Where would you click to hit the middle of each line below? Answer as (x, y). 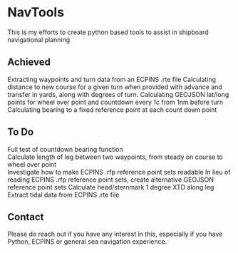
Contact (26, 217)
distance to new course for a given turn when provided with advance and (115, 87)
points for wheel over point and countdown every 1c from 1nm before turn (115, 102)
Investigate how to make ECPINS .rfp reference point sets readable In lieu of (119, 172)
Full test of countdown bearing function (65, 149)
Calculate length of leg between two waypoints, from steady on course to (115, 157)
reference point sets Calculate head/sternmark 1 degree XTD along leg (111, 187)
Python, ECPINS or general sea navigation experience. (87, 242)
